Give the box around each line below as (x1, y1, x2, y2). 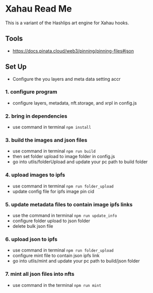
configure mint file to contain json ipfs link (12, 253, 100, 259)
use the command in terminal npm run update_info (12, 213, 117, 219)
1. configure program (5, 88, 58, 95)
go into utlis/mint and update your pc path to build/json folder (12, 258, 140, 264)
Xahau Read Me (5, 3, 72, 15)
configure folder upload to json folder (12, 218, 91, 224)
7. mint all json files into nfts (5, 271, 74, 278)
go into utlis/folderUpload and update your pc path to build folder (12, 159, 148, 165)
